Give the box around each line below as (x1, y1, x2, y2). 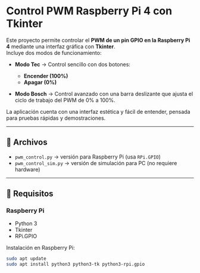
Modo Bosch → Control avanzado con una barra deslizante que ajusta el (14, 90, 193, 97)
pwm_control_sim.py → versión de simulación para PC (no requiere (14, 159, 177, 166)
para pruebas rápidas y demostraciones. (6, 114, 106, 122)
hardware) (14, 166, 40, 173)
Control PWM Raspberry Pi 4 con (6, 4, 173, 18)
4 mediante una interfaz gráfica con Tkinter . (6, 43, 115, 50)
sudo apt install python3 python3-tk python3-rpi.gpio (6, 261, 145, 268)
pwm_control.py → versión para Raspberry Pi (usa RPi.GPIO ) (14, 153, 161, 160)
